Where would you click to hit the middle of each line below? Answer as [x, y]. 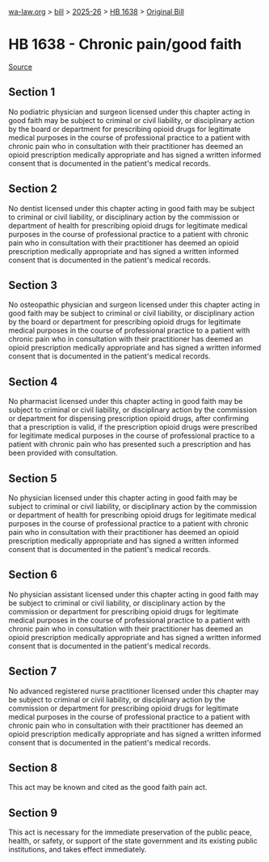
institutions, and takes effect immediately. [78, 850]
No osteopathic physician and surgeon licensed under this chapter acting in [134, 305]
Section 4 [33, 382]
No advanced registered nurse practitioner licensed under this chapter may [134, 690]
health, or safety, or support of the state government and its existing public [133, 841]
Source [20, 66]
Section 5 [33, 478]
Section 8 [33, 768]
